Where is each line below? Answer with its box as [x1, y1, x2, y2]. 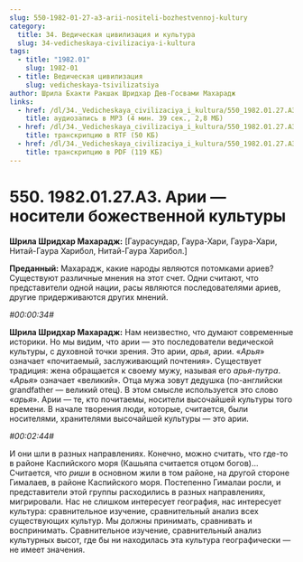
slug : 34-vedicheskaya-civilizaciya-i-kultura [17, 38, 196, 48]
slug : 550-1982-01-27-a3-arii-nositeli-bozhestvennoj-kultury [9, 13, 248, 23]
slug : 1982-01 [25, 64, 78, 73]
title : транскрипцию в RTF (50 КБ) [25, 131, 160, 140]
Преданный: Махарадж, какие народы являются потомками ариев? [9, 263, 274, 274]
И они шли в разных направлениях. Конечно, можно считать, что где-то [9, 448, 289, 459]
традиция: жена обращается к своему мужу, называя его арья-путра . [9, 365, 281, 376]
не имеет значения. [9, 544, 86, 555]
